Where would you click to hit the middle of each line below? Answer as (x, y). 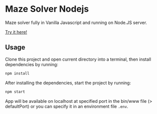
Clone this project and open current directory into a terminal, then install (78, 59)
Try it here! (16, 32)
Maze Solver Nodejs (47, 9)
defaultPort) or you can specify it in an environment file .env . (67, 106)
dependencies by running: (32, 64)
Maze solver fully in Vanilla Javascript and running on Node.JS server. (76, 23)
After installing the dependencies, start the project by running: (68, 83)
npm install (17, 73)
